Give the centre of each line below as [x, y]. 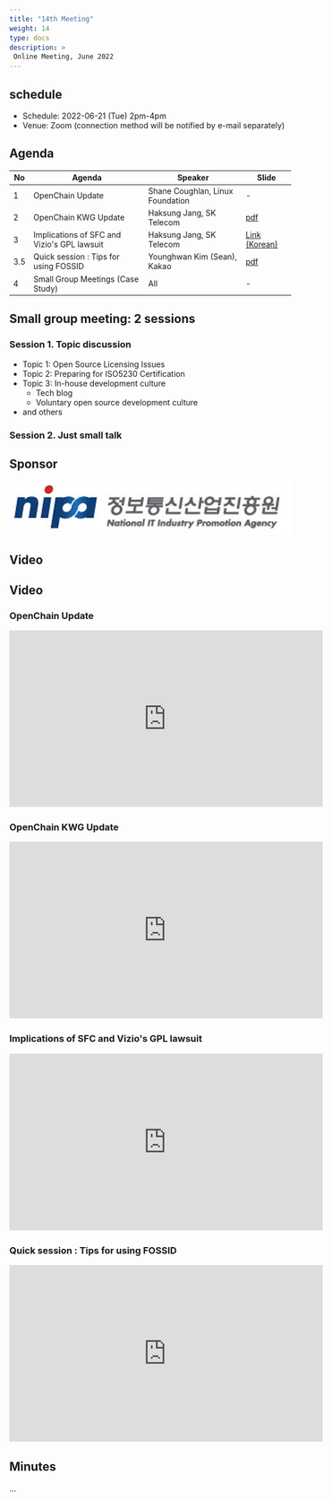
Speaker [193, 178]
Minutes [33, 1467]
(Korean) [262, 244]
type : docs [30, 38]
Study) [45, 288]
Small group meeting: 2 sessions [102, 319]
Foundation [169, 200]
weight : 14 [30, 28]
